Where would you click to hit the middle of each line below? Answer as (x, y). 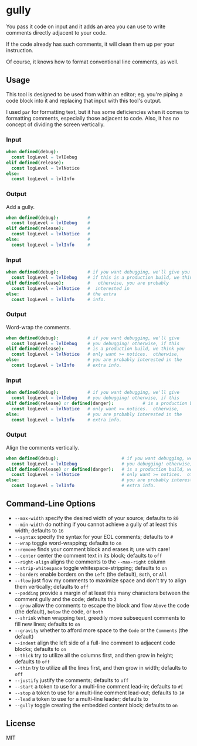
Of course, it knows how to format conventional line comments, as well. (92, 62)
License (21, 723)
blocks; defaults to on (40, 649)
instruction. (20, 50)
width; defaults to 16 (39, 530)
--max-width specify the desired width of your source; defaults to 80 (96, 518)
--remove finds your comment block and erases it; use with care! (92, 549)
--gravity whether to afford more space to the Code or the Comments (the (101, 630)
